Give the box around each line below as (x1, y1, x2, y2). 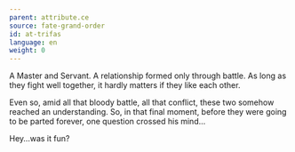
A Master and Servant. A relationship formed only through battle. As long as (9, 70, 287, 81)
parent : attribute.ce (9, 12, 90, 22)
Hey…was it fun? (9, 133, 70, 144)
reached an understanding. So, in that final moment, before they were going (9, 107, 287, 117)
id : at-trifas (9, 29, 62, 38)
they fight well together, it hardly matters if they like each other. (9, 80, 241, 91)
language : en (9, 37, 58, 47)
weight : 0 (9, 46, 46, 55)
